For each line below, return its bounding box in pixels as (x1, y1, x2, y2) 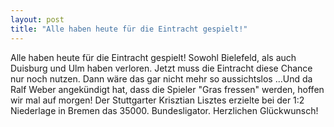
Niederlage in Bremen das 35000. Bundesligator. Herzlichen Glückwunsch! (10, 104, 319, 116)
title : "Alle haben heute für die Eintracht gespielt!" (10, 24, 248, 34)
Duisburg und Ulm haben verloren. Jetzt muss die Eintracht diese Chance (10, 62, 313, 74)
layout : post (10, 14, 65, 25)
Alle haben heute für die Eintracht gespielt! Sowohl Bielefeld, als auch (10, 51, 297, 63)
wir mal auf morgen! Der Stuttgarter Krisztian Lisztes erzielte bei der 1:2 (10, 94, 305, 106)
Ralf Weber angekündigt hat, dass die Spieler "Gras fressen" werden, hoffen (10, 83, 325, 95)
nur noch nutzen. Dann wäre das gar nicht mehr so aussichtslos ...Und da (10, 72, 313, 85)
